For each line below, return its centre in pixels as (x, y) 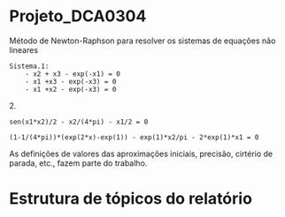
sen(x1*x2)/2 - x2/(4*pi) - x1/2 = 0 (79, 122)
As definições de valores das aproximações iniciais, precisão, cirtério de (141, 153)
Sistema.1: (29, 66)
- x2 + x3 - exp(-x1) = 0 (73, 74)
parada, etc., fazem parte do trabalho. (78, 163)
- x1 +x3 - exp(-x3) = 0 (71, 81)
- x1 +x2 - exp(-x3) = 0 (71, 89)
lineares (23, 49)
